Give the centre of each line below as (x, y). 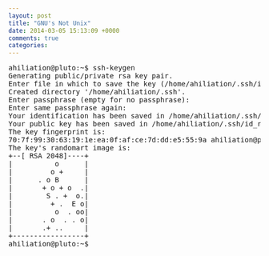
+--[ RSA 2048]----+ (49, 156)
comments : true (34, 38)
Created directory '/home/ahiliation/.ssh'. (97, 92)
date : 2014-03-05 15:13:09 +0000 (64, 30)
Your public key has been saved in (78, 124)
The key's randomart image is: (70, 148)
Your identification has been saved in (86, 116)
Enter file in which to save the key (82, 84)
